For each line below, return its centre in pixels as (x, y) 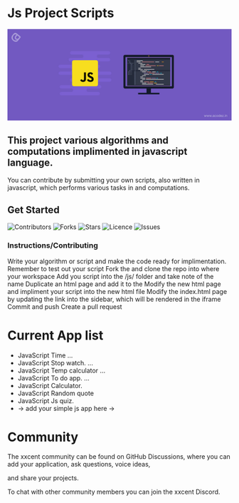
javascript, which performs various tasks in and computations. (99, 188)
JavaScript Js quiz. (46, 400)
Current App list (55, 335)
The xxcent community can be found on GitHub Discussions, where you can (119, 457)
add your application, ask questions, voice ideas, (79, 464)
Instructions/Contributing (53, 245)
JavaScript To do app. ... (54, 378)
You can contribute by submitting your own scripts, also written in (104, 180)
